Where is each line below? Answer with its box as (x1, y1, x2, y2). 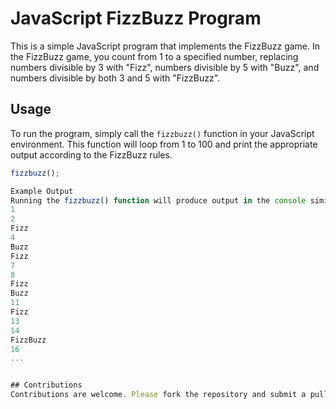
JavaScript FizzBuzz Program (10, 7, 262, 30)
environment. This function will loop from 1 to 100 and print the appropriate (10, 138, 318, 150)
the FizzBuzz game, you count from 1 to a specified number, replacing (10, 50, 299, 62)
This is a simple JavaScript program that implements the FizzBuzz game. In (10, 40, 321, 52)
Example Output (10, 186, 74, 196)
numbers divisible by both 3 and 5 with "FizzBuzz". (10, 72, 221, 84)
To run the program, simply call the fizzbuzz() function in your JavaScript (10, 127, 315, 139)
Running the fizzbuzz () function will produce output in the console (10, 195, 307, 206)
